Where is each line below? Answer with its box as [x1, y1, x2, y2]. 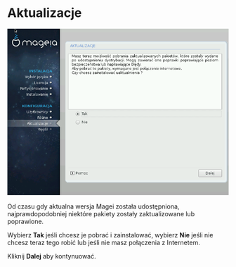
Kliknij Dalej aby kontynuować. [7, 252, 96, 260]
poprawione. [7, 217, 44, 225]
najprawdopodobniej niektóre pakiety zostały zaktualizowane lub [7, 209, 195, 218]
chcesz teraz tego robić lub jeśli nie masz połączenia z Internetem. [7, 238, 200, 247]
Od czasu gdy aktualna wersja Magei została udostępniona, [7, 202, 180, 211]
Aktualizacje [7, 5, 82, 21]
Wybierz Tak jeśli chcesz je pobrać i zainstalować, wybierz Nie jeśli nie [7, 230, 214, 239]
